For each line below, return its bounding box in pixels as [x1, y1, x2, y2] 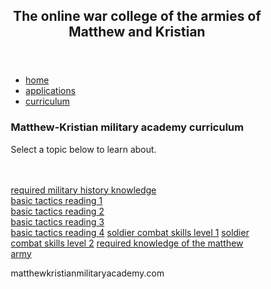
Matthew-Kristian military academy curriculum [10, 120, 244, 134]
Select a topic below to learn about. [10, 143, 157, 155]
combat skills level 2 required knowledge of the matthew [10, 237, 244, 249]
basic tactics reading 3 [10, 215, 105, 228]
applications [25, 85, 76, 97]
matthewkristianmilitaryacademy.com [10, 267, 165, 279]
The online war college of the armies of [12, 8, 262, 25]
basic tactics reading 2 [10, 205, 105, 217]
